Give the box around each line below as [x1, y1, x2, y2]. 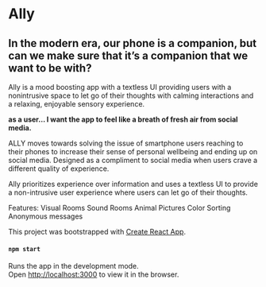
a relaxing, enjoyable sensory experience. [8, 99, 145, 108]
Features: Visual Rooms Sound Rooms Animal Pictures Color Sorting [8, 204, 231, 212]
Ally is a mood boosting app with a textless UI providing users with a [8, 83, 232, 91]
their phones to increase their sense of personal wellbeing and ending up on [8, 147, 258, 156]
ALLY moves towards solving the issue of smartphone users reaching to [8, 138, 244, 148]
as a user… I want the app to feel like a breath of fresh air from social [8, 114, 238, 124]
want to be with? [8, 61, 92, 75]
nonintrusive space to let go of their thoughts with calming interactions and [8, 91, 254, 100]
